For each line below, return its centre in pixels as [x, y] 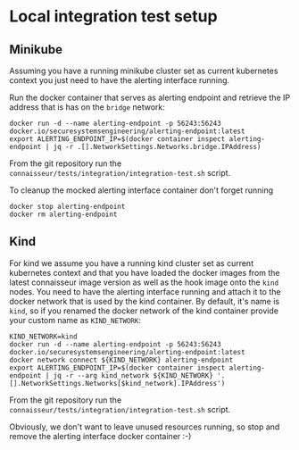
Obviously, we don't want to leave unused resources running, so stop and [145, 427]
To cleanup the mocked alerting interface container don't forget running [141, 190]
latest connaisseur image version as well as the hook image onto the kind [144, 282]
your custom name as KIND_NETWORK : [75, 320]
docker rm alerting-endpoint [63, 214]
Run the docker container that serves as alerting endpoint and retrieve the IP [150, 97]
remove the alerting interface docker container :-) [100, 436]
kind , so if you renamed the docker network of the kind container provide [144, 311]
